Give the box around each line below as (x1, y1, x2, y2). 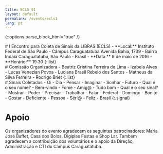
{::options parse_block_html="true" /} (5, 34, 80, 40)
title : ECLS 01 (5, 7, 36, 12)
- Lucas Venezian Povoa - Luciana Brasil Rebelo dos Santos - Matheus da (5, 69, 153, 75)
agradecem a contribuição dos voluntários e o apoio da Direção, (5, 138, 134, 144)
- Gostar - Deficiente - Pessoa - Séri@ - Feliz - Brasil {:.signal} (5, 95, 130, 101)
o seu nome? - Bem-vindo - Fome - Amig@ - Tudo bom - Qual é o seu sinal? (5, 85, 158, 90)
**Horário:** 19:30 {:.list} (5, 59, 56, 65)
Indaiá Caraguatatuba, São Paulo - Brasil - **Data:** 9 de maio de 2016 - (5, 54, 152, 60)
